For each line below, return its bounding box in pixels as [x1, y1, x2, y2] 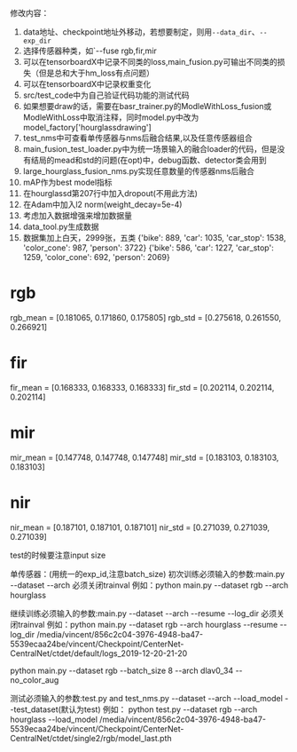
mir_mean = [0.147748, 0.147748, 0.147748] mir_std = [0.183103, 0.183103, [10, 452, 279, 463]
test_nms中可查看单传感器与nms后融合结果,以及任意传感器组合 [22, 132, 254, 143]
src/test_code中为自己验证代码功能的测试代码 [22, 90, 190, 100]
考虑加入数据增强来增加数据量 [22, 210, 132, 220]
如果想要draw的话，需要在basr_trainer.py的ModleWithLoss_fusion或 [22, 101, 272, 111]
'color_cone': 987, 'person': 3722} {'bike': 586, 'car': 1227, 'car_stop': [22, 242, 274, 253]
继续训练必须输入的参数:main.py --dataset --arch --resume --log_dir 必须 [10, 607, 277, 619]
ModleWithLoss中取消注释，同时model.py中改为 [22, 112, 199, 123]
